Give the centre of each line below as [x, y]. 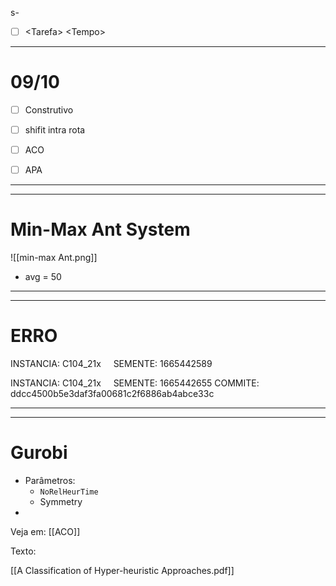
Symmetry [61, 502]
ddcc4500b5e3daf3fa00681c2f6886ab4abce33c [112, 394]
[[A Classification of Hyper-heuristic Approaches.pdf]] [122, 571]
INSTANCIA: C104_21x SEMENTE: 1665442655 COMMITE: [135, 383]
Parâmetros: [50, 481]
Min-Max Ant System [100, 229]
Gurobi [39, 453]
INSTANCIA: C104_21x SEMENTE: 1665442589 [111, 364]
